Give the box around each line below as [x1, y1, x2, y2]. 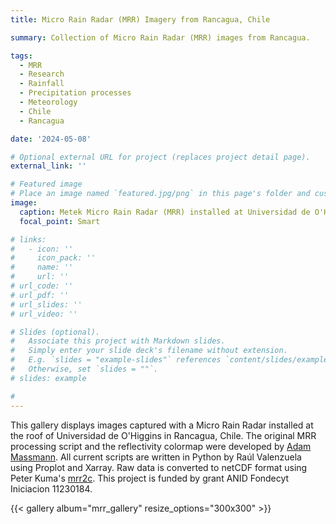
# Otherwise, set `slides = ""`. [10, 364, 159, 374]
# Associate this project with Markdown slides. [10, 336, 226, 346]
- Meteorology [19, 97, 78, 107]
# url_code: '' [10, 281, 74, 291]
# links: [10, 234, 47, 245]
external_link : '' [10, 161, 87, 171]
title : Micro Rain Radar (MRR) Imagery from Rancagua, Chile [10, 14, 271, 25]
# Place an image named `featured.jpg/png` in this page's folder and [10, 189, 311, 199]
